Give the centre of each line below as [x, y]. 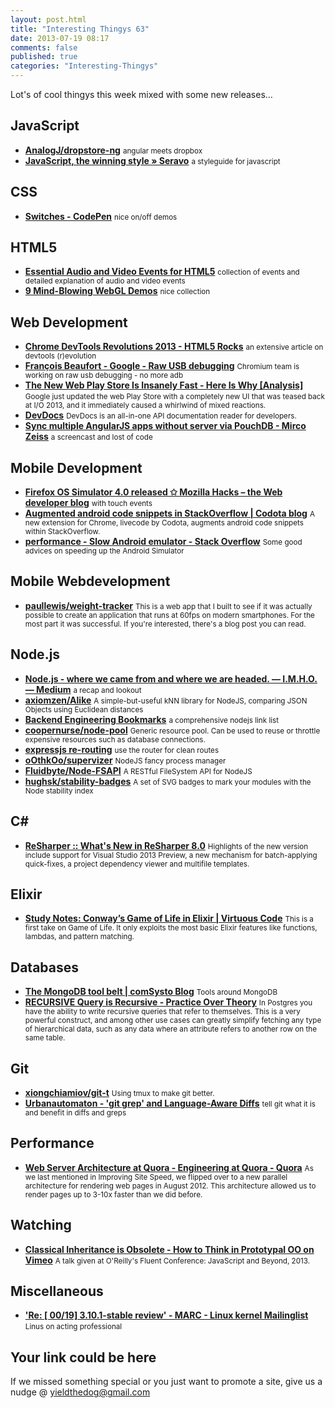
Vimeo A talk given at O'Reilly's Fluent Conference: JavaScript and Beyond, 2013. [167, 1260]
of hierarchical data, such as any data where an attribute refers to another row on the [170, 1029]
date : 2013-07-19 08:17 [60, 38]
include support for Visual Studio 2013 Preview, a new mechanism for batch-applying [171, 855]
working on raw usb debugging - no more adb [104, 376]
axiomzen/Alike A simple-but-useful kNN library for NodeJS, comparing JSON [166, 700]
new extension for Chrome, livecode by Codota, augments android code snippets [164, 523]
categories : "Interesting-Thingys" [84, 66]
